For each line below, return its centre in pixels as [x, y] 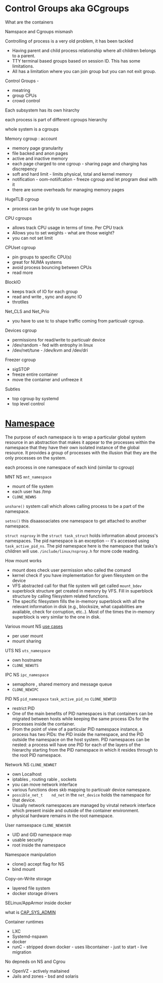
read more [22, 273]
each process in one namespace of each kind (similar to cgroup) [70, 467]
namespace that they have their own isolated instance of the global [72, 447]
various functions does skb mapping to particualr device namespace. [81, 789]
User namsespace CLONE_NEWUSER [38, 825]
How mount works [23, 560]
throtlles [20, 302]
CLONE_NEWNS [24, 497]
